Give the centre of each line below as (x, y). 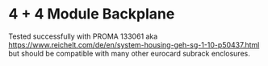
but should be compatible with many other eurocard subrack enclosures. (129, 53)
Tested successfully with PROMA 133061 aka (83, 36)
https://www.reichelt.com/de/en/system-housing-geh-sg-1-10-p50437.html (134, 44)
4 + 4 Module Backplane (92, 14)
